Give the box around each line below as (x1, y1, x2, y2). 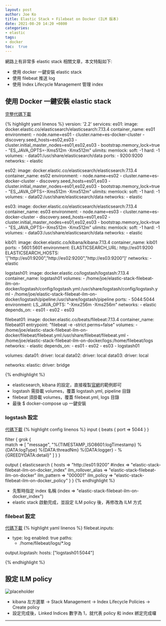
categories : (5, 26, 30, 31)
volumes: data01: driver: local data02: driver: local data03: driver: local (5, 352, 149, 358)
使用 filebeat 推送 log (12, 75, 55, 81)
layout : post (5, 7, 32, 12)
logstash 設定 (5, 414, 38, 421)
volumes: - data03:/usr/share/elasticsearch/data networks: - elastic (5, 230, 143, 236)
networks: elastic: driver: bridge (5, 362, 70, 368)
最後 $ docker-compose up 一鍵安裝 (12, 400, 86, 406)
